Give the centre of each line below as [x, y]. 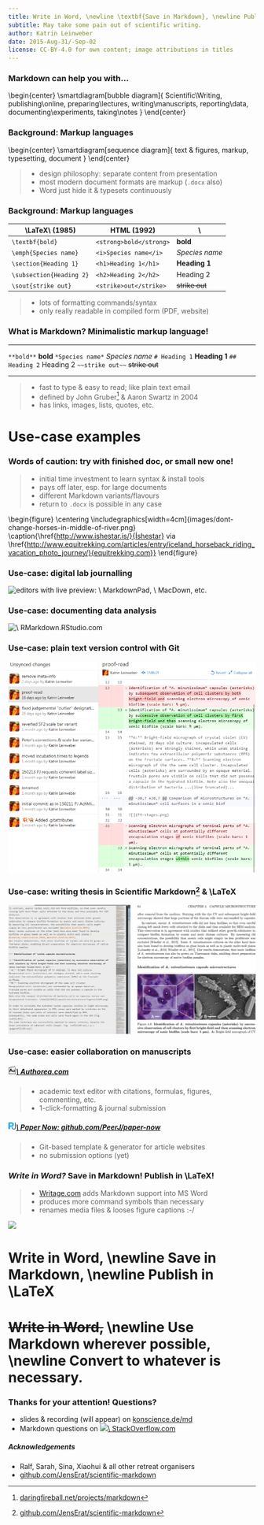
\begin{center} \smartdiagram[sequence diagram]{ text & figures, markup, [128, 150]
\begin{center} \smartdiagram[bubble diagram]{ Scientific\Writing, [115, 95]
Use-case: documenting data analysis [82, 610]
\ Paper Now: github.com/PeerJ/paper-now [88, 1127]
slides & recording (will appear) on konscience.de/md [106, 1419]
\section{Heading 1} [45, 264]
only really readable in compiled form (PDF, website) [124, 311]
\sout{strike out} [42, 286]
